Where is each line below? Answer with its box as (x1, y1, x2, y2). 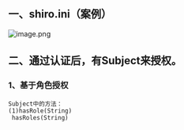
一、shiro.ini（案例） (8, 7, 112, 21)
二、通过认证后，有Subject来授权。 (8, 54, 182, 67)
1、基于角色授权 (8, 80, 69, 91)
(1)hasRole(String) (8, 106, 73, 115)
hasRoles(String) (11, 113, 69, 121)
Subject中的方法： (8, 100, 63, 108)
